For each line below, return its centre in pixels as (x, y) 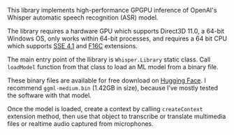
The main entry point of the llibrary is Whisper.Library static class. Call (109, 59)
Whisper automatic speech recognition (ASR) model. (83, 17)
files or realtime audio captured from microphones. (80, 124)
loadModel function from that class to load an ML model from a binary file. (113, 67)
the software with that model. (50, 95)
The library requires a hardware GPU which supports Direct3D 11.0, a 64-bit (116, 31)
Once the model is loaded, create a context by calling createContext (105, 109)
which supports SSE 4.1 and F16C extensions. (73, 46)
